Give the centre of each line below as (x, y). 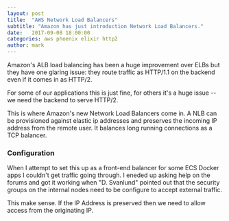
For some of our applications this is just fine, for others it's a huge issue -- (112, 93)
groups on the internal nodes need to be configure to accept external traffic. (115, 190)
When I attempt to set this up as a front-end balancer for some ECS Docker (113, 168)
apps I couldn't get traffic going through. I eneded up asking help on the (109, 175)
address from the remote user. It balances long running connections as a (110, 128)
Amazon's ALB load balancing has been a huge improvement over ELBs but (114, 65)
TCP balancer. (27, 135)
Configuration (31, 153)
